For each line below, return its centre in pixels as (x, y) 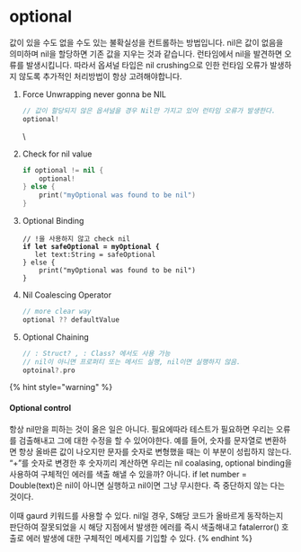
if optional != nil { (63, 170)
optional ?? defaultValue (71, 320)
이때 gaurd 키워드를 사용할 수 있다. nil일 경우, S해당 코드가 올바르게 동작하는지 (146, 515)
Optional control (40, 408)
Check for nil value (57, 154)
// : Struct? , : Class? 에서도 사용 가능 (96, 353)
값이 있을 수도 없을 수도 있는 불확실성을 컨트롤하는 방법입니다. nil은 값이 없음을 (146, 42)
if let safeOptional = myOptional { (91, 247)
